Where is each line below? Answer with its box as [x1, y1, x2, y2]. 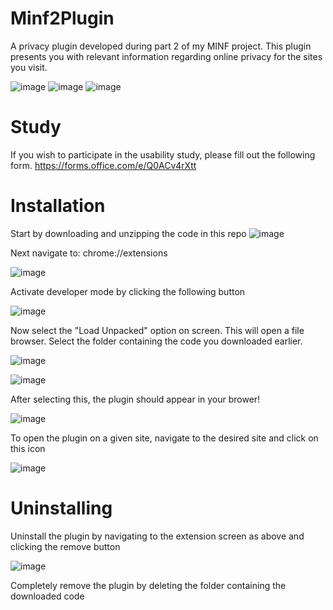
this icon [10, 442, 46, 454]
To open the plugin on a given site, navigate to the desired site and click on [10, 432, 319, 444]
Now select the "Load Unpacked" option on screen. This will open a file [10, 324, 305, 336]
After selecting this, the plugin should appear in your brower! [10, 393, 261, 405]
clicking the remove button [10, 540, 121, 552]
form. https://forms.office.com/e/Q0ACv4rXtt [10, 159, 197, 171]
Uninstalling [10, 497, 113, 519]
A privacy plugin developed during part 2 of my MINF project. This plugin [10, 40, 312, 52]
